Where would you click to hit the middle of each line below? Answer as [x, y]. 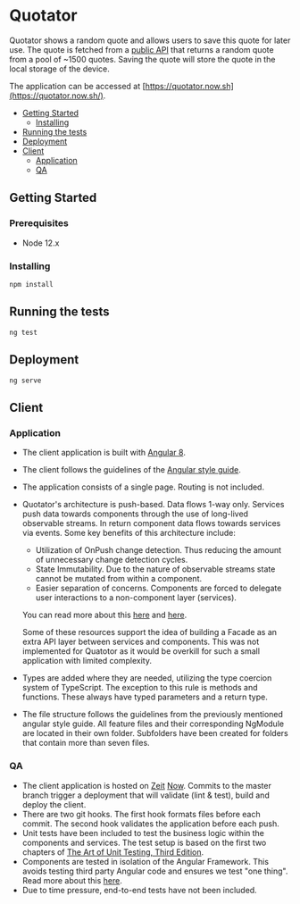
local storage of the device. [59, 69]
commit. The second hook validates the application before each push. [150, 824]
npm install [31, 284]
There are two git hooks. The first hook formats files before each [141, 814]
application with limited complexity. [87, 661]
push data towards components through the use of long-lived [135, 514]
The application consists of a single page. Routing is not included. [143, 487]
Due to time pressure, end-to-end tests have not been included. [139, 890]
